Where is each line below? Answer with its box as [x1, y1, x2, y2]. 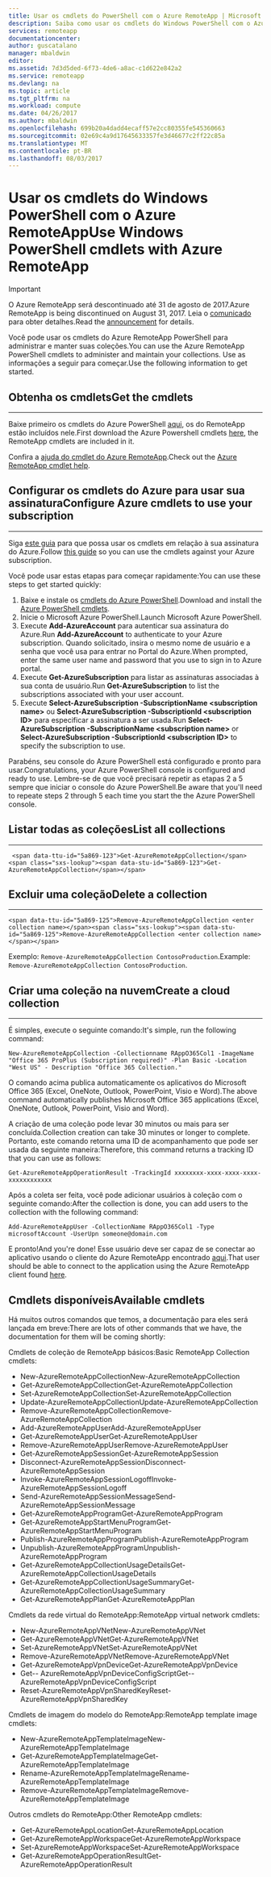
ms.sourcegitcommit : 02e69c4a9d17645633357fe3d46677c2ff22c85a [8, 131, 226, 140]
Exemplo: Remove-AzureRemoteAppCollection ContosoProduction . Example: [8, 952, 251, 961]
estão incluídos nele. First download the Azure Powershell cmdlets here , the [8, 428, 259, 437]
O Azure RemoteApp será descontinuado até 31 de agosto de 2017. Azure [8, 300, 250, 310]
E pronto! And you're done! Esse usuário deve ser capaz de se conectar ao [8, 1244, 256, 1254]
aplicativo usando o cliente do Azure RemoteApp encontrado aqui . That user [8, 1253, 261, 1262]
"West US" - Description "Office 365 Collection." [8, 1064, 182, 1072]
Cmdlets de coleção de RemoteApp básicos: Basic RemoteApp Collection [8, 1348, 250, 1358]
